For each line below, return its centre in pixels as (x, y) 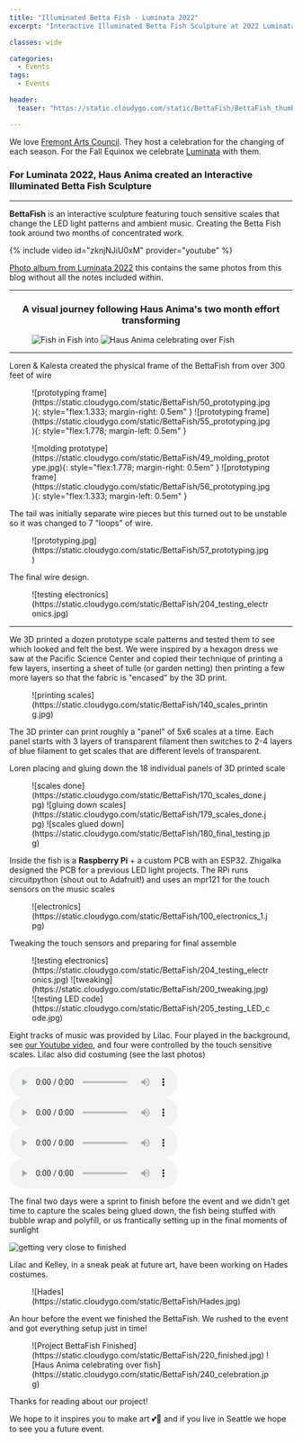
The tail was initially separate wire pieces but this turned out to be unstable (148, 514)
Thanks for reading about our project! (79, 1402)
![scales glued (72, 824)
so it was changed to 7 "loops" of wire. (81, 524)
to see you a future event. (57, 1429)
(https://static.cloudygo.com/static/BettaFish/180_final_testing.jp (151, 834)
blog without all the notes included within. (86, 277)
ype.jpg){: (50, 468)
